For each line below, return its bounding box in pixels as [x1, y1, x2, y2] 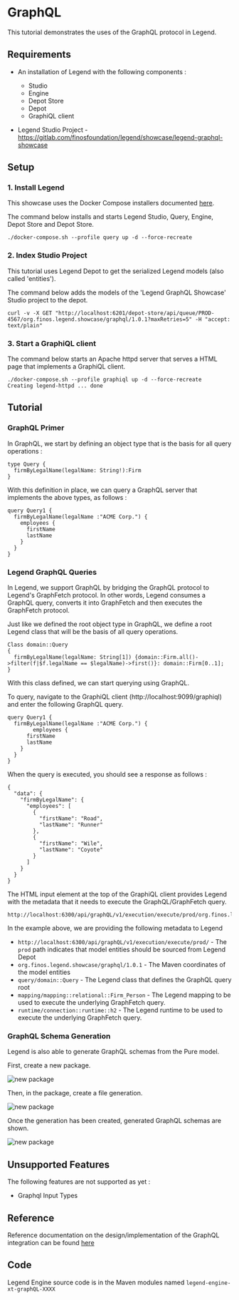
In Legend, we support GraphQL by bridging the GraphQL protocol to [7, 583, 210, 592]
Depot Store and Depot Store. [7, 220, 95, 229]
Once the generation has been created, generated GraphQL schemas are [7, 1117, 222, 1125]
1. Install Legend [7, 183, 65, 193]
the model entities [17, 968, 71, 977]
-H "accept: [195, 315, 231, 323]
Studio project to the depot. [7, 295, 88, 304]
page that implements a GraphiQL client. [7, 362, 126, 371]
